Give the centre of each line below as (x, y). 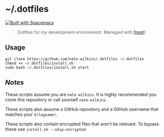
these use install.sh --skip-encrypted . (46, 129)
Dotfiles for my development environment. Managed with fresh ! (82, 32)
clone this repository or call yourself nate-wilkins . (56, 100)
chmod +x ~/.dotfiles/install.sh (39, 63)
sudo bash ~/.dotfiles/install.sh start (47, 67)
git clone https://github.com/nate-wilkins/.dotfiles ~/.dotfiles (75, 59)
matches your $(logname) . (31, 114)
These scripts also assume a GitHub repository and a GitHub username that (82, 109)
